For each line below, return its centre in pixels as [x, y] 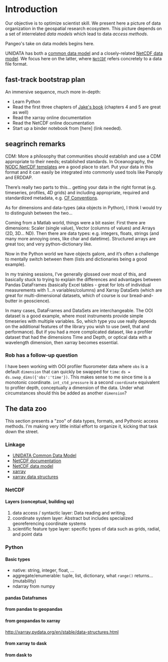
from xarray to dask [26, 643]
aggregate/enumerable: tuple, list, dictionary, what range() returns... [83, 576]
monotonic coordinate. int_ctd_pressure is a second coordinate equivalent [82, 382]
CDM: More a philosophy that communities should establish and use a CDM [83, 156]
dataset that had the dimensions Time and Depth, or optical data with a [78, 337]
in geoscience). [35, 301]
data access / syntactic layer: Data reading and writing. [69, 513]
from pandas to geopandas [34, 609]
